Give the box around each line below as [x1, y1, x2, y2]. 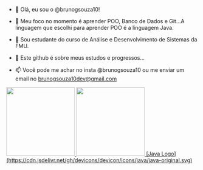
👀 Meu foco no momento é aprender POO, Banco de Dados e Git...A [15, 18, 185, 24]
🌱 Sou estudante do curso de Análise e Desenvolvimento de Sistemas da [15, 36, 198, 43]
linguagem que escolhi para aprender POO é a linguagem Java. [15, 24, 174, 31]
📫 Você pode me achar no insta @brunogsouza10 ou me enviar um [15, 66, 185, 73]
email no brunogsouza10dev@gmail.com [15, 75, 117, 82]
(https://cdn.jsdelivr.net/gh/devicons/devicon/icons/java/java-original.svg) [6, 157, 193, 164]
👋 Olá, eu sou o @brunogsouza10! [15, 6, 100, 13]
